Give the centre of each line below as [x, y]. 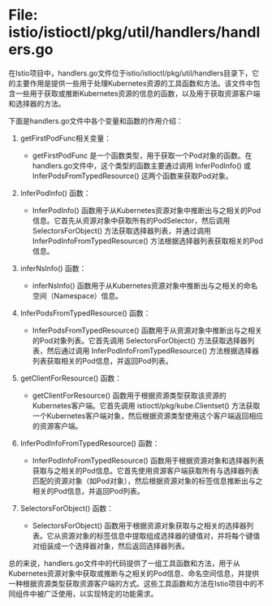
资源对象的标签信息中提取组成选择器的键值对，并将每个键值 [160, 535]
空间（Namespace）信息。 [78, 295]
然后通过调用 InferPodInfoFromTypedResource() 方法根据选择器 [153, 351]
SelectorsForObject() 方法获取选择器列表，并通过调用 [121, 230]
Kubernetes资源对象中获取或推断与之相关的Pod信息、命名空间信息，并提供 [134, 573]
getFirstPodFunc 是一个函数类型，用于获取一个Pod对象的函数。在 [142, 155]
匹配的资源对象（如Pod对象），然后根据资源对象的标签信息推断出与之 [147, 481]
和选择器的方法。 [37, 103]
